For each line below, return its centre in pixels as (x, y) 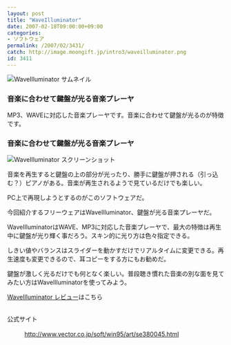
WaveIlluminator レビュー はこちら (55, 297)
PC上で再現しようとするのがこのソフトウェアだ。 (78, 198)
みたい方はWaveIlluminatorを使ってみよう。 (69, 282)
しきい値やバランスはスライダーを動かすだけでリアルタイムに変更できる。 (113, 250)
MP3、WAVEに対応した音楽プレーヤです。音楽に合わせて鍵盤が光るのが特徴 (115, 115)
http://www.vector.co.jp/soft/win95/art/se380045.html (102, 334)
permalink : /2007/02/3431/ (46, 46)
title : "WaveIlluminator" (44, 20)
